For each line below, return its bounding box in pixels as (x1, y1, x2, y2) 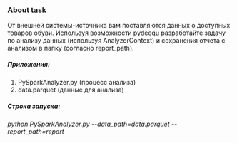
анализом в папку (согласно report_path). (7, 44, 134, 53)
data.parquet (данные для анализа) (17, 85, 124, 94)
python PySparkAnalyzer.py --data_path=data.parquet (7, 120, 170, 129)
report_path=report (7, 127, 64, 136)
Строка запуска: (7, 102, 61, 110)
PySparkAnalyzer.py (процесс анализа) (17, 78, 136, 87)
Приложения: (7, 60, 50, 68)
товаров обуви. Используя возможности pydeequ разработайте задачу (7, 28, 226, 37)
